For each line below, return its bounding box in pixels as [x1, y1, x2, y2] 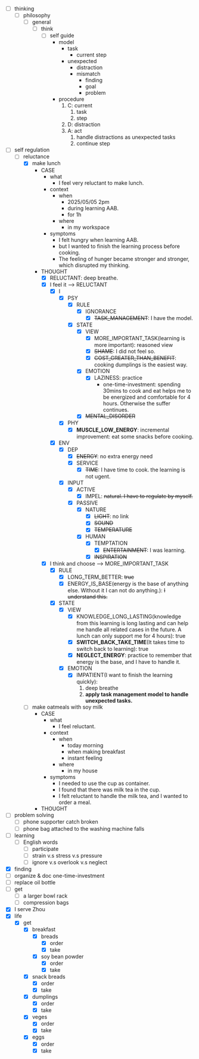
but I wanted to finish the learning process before [58, 243, 180, 250]
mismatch [76, 70, 101, 77]
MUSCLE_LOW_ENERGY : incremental [76, 426, 170, 433]
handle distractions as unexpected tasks [76, 133, 176, 141]
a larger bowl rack [23, 892, 68, 899]
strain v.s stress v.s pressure [32, 852, 102, 859]
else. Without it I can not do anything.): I [67, 586, 166, 594]
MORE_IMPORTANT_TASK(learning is [94, 335, 185, 342]
